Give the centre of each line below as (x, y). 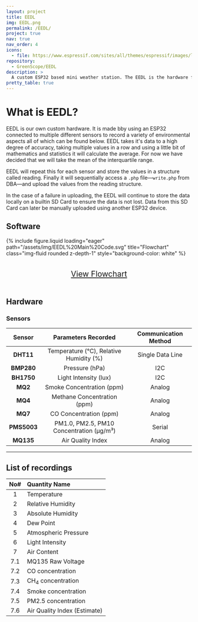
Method (160, 341)
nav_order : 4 (22, 45)
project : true (24, 34)
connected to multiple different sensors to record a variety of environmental (98, 135)
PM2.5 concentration (56, 601)
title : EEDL (21, 17)
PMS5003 (24, 427)
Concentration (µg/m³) (84, 431)
